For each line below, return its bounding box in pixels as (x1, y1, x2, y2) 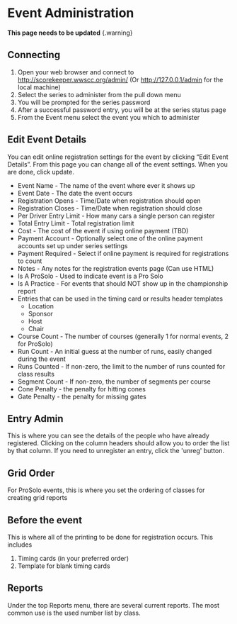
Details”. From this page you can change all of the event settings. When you (7, 160, 229, 168)
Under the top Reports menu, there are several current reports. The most (7, 601, 219, 609)
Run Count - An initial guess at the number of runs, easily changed (17, 347, 212, 355)
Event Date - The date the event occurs (17, 189, 133, 197)
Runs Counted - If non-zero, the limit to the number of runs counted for (17, 362, 226, 370)
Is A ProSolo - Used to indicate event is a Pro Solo (17, 272, 164, 280)
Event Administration (7, 5, 134, 21)
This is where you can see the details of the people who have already (7, 431, 210, 440)
